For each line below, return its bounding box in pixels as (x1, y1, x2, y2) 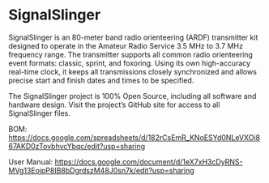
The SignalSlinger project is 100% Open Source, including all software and (8, 91, 257, 100)
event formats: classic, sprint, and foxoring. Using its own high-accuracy (8, 58, 251, 68)
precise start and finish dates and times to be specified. (8, 75, 194, 85)
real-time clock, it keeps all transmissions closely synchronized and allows (8, 66, 258, 76)
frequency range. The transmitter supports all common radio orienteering (8, 49, 254, 59)
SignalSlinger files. (8, 108, 71, 118)
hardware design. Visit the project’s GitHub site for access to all (8, 100, 220, 109)
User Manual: (8, 156, 53, 167)
